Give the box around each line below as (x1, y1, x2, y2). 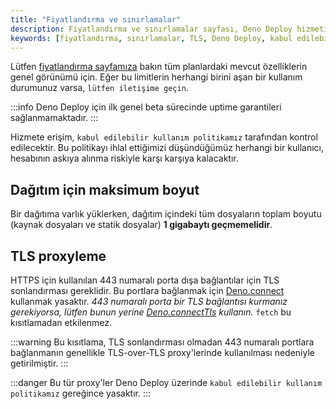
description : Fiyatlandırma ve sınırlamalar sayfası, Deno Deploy (10, 24, 293, 34)
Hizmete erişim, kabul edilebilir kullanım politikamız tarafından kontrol (10, 131, 318, 143)
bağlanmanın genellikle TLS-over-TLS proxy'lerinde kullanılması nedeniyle (10, 347, 315, 358)
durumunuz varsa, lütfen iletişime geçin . (10, 82, 189, 94)
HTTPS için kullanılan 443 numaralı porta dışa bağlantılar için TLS (10, 274, 280, 286)
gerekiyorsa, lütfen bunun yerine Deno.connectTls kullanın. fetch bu (10, 306, 292, 318)
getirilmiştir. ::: (10, 357, 69, 369)
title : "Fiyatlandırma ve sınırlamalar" (10, 14, 182, 25)
